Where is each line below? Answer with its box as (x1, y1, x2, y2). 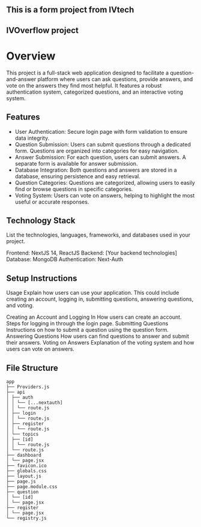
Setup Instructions (6, 273, 77, 283)
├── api (6, 389, 26, 395)
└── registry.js (6, 515, 47, 521)
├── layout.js (6, 473, 42, 479)
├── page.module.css (6, 483, 58, 490)
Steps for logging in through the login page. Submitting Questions (6, 320, 169, 327)
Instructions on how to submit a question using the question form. (6, 327, 169, 334)
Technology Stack (6, 215, 76, 226)
